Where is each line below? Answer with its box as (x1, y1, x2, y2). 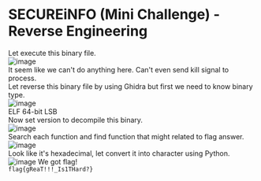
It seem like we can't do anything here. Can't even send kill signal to (8, 65, 229, 74)
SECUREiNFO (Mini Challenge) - (8, 6, 221, 24)
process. (8, 73, 37, 83)
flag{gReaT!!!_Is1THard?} (8, 165, 93, 173)
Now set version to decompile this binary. (8, 115, 144, 124)
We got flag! (38, 157, 77, 166)
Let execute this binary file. (8, 48, 96, 57)
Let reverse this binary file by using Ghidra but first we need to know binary (8, 81, 254, 91)
